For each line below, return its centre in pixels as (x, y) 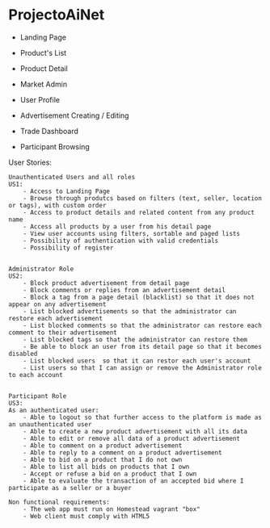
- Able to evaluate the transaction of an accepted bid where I (133, 481)
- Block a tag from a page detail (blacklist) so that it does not (139, 297)
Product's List (43, 52)
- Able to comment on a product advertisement (103, 446)
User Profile (40, 99)
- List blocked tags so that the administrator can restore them (135, 339)
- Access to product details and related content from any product (139, 212)
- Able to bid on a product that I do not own (103, 459)
